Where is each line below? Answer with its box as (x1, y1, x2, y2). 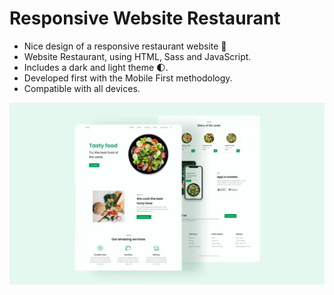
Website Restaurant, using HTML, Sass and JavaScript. (23, 50, 252, 62)
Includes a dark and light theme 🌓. (23, 61, 169, 73)
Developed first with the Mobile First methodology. (23, 72, 233, 84)
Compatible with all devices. (23, 82, 141, 94)
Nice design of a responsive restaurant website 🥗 (23, 40, 227, 52)
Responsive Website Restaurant (9, 7, 281, 30)
